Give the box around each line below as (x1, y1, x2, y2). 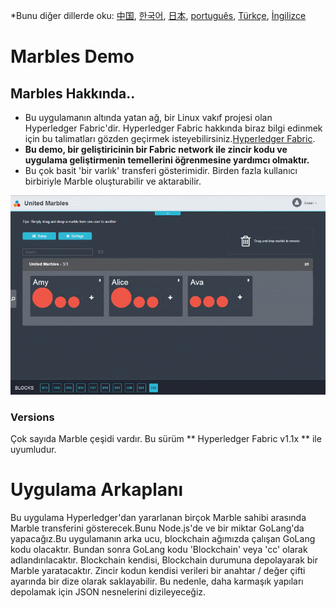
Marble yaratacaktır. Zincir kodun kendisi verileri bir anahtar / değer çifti (10, 565, 306, 576)
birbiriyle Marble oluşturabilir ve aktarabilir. (24, 175, 202, 187)
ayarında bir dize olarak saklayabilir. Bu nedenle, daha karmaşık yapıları (10, 575, 304, 587)
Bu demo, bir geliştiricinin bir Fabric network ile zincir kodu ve (24, 144, 288, 155)
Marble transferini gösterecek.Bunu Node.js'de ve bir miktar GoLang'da (10, 522, 305, 534)
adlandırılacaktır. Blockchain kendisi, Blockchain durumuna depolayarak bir (10, 554, 319, 566)
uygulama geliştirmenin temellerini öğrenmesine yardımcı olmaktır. (24, 154, 310, 166)
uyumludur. (10, 444, 57, 456)
